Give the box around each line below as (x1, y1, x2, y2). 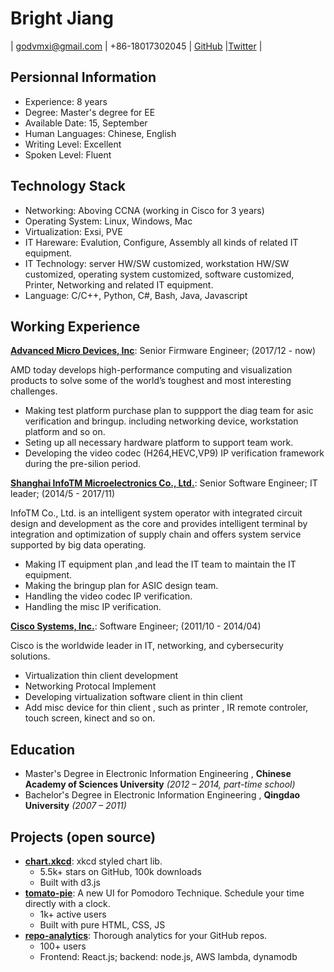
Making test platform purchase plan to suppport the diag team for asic (24, 405, 314, 417)
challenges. (10, 385, 58, 397)
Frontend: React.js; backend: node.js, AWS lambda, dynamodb (39, 951, 298, 962)
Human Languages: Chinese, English (24, 127, 177, 139)
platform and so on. (24, 426, 106, 438)
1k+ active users (39, 908, 107, 920)
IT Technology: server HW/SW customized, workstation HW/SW (24, 257, 290, 269)
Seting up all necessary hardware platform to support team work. (24, 437, 294, 449)
